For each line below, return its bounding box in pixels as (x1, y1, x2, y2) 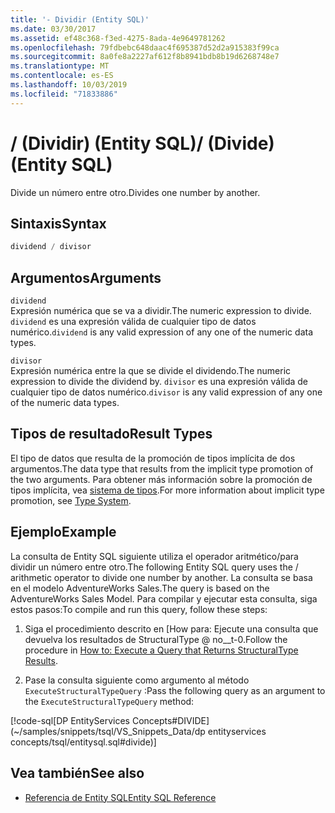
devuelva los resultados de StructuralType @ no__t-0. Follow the (24, 633, 288, 645)
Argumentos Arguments (10, 269, 162, 286)
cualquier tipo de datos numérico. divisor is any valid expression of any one (10, 386, 323, 398)
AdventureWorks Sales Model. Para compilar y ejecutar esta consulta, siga (10, 592, 318, 605)
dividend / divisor (10, 242, 92, 252)
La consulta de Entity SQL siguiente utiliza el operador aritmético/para (10, 550, 299, 562)
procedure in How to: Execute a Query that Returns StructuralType (24, 644, 299, 656)
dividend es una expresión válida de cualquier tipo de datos (10, 316, 257, 328)
